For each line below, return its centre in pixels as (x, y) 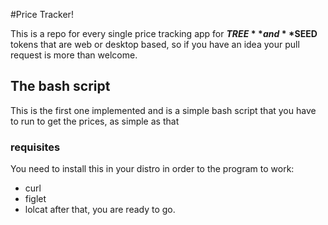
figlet (35, 199)
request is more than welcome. (74, 55)
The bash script (60, 86)
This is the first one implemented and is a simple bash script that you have (163, 110)
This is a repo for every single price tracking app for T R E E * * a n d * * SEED (164, 33)
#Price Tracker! (42, 14)
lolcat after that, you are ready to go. (100, 210)
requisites (35, 147)
